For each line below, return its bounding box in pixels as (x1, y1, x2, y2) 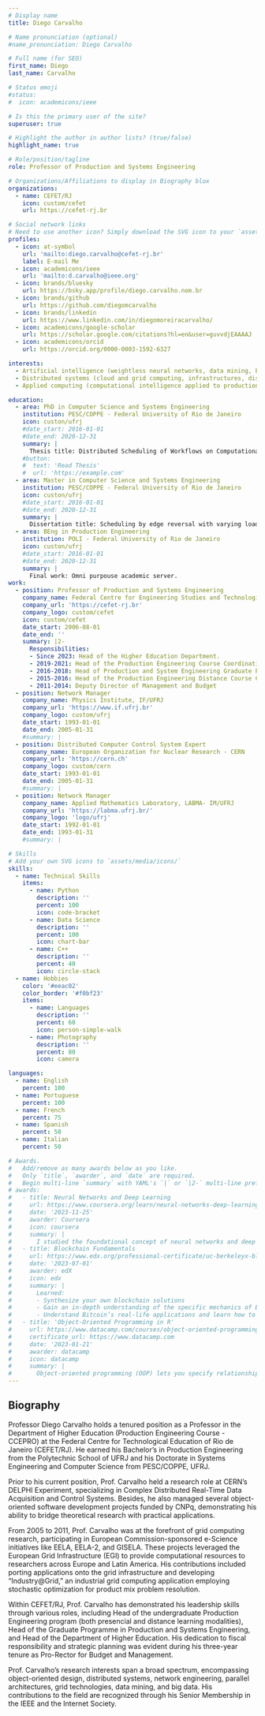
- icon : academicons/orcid (15, 338, 104, 346)
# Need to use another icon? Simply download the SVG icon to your (8, 228, 235, 237)
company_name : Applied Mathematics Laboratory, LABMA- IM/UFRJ (22, 799, 235, 807)
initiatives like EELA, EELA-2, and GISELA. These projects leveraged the (8, 1543, 241, 1552)
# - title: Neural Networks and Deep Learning (8, 1194, 171, 1202)
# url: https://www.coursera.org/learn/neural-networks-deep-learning (8, 1201, 259, 1209)
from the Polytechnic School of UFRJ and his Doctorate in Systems (8, 1453, 226, 1463)
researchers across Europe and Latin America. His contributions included (8, 1559, 246, 1569)
